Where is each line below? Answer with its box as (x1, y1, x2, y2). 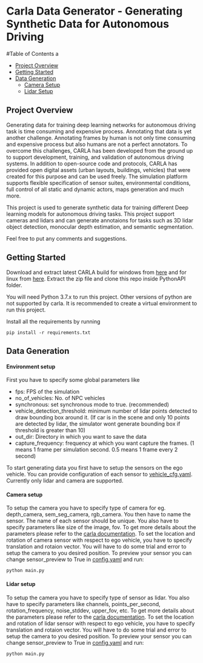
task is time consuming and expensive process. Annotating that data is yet (6, 127, 192, 135)
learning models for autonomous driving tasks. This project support (6, 210, 175, 218)
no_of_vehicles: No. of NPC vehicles (15, 395, 105, 402)
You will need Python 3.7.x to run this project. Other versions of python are (6, 293, 192, 301)
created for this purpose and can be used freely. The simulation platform (6, 173, 188, 180)
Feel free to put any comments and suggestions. (6, 235, 127, 242)
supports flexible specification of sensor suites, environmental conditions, (6, 179, 191, 186)
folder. (6, 281, 22, 288)
